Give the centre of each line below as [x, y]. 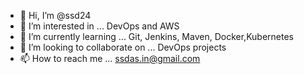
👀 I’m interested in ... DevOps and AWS [99, 26]
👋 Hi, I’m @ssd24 [55, 15]
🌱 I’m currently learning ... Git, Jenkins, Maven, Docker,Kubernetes [156, 36]
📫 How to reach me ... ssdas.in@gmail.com [110, 58]
